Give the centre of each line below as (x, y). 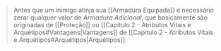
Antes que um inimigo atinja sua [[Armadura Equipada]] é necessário (114, 10)
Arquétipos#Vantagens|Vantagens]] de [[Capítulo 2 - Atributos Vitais (113, 32)
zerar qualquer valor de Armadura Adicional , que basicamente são (110, 17)
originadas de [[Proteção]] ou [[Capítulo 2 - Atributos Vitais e (102, 25)
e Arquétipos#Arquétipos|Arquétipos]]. (70, 40)
